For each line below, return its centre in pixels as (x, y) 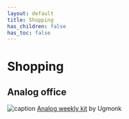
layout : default (30, 13)
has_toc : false (29, 33)
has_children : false (37, 26)
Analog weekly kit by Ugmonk (79, 109)
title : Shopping (30, 20)
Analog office (37, 92)
